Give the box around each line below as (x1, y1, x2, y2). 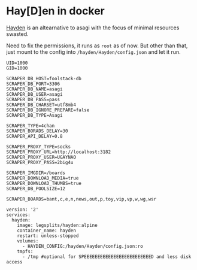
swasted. (6, 30, 29, 37)
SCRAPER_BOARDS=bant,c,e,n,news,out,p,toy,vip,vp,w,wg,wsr (6, 196, 157, 202)
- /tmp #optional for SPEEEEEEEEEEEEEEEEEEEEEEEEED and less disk (22, 253, 192, 260)
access (6, 259, 23, 265)
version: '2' (6, 207, 39, 213)
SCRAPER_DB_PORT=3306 (6, 81, 60, 87)
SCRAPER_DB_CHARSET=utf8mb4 (6, 102, 77, 108)
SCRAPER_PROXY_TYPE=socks (6, 144, 71, 150)
